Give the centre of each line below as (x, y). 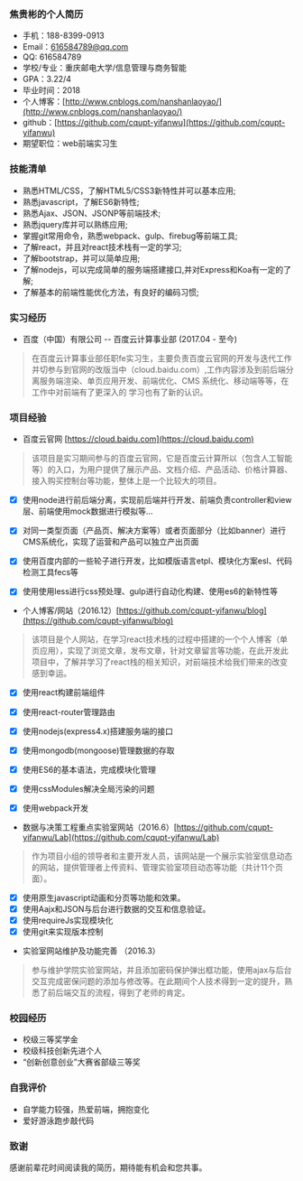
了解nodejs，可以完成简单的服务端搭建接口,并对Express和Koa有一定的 (153, 269)
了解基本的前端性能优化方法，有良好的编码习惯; (111, 292)
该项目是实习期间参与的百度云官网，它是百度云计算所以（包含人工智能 (162, 459)
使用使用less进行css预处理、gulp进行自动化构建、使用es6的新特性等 (150, 591)
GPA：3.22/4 (47, 79)
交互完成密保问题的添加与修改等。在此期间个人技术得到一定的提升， (158, 981)
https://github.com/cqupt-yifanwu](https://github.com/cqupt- (171, 123)
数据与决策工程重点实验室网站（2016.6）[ (100, 827)
